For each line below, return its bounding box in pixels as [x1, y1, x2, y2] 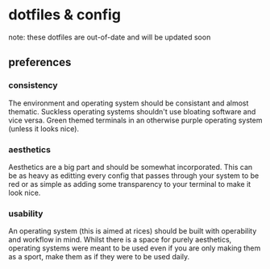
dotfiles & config [8, 6, 121, 24]
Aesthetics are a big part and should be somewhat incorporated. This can [8, 162, 253, 172]
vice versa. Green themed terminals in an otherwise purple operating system [8, 115, 263, 125]
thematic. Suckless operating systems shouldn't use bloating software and [8, 106, 256, 116]
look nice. [8, 188, 41, 197]
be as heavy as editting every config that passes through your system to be [8, 171, 260, 180]
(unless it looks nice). [8, 123, 79, 134]
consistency [8, 80, 58, 91]
